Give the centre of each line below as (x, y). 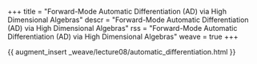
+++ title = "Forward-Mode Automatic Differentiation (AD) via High (117, 11)
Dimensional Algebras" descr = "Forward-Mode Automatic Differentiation (128, 20)
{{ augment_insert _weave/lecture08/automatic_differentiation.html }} (122, 52)
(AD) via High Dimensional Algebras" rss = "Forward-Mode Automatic (122, 28)
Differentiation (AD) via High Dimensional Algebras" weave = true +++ (123, 36)
